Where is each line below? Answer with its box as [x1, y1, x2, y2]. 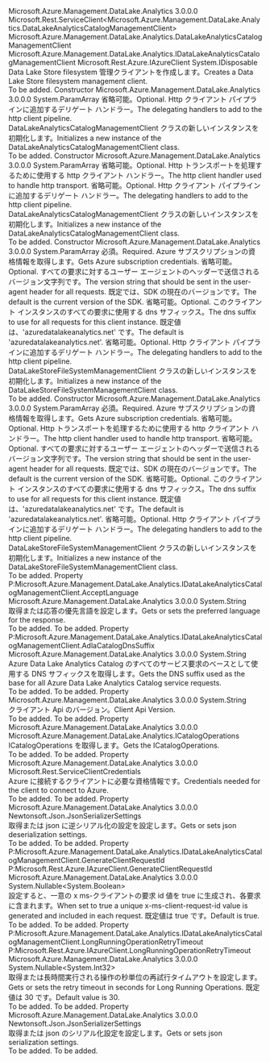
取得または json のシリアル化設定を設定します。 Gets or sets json [8, 1028, 223, 1038]
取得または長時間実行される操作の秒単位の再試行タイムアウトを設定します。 [8, 972, 262, 981]
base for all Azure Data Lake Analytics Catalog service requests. [8, 678, 222, 687]
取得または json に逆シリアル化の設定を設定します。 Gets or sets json [8, 821, 237, 830]
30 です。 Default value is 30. [23, 993, 120, 1002]
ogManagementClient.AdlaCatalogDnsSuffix [8, 641, 156, 650]
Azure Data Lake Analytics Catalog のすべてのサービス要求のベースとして [8, 659, 251, 668]
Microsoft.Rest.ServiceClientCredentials [8, 767, 141, 776]
